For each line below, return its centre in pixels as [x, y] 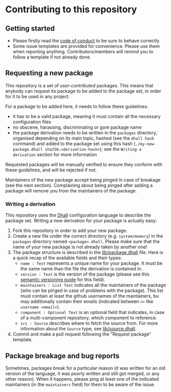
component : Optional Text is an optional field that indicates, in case [92, 312]
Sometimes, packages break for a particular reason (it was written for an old [86, 368]
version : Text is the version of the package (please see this [85, 274]
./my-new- [146, 144]
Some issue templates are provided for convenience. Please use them [86, 46]
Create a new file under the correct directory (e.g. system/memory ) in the [88, 236]
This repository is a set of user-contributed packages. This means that [79, 85]
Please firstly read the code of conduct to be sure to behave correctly [86, 41]
